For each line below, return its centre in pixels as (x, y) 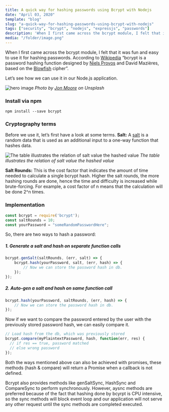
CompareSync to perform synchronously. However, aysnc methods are (79, 388)
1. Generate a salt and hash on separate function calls (63, 246)
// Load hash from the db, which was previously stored (65, 334)
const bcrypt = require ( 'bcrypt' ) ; (43, 215)
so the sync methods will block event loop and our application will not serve (84, 399)
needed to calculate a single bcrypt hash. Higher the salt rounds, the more (82, 176)
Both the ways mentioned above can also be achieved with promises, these (83, 362)
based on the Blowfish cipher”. (37, 68)
